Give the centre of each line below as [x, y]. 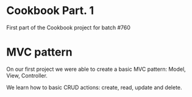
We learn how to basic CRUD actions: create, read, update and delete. [94, 87]
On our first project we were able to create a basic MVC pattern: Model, [96, 69]
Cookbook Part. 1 [50, 11]
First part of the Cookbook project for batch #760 [69, 27]
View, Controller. [27, 75]
